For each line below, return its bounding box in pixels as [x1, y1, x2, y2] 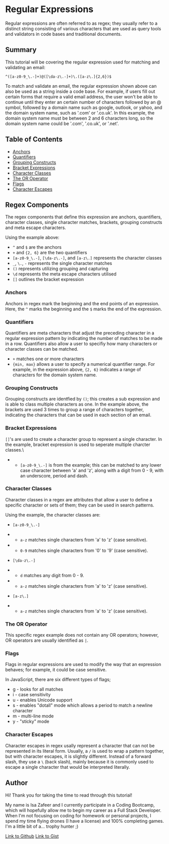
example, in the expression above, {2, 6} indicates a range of [12, 366, 141, 372]
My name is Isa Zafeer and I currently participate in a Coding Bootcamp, [5, 802, 155, 808]
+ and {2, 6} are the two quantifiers [12, 250, 87, 256]
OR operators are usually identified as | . [5, 637, 88, 644]
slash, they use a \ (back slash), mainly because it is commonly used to [5, 758, 154, 765]
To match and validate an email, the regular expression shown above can [5, 83, 157, 89]
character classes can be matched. [5, 346, 79, 352]
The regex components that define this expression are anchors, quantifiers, [5, 214, 162, 220]
